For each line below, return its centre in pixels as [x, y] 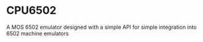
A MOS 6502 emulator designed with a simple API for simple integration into [101, 27]
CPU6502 [31, 10]
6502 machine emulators [37, 33]
